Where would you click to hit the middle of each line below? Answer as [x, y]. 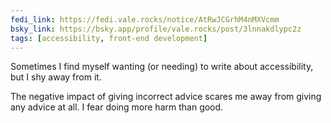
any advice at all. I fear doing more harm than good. [117, 107]
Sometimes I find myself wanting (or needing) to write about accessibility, [162, 67]
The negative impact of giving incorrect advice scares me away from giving [166, 97]
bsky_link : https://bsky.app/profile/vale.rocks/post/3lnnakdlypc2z [156, 29]
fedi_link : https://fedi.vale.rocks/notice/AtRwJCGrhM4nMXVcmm [145, 19]
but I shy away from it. [56, 77]
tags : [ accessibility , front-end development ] [109, 38]
